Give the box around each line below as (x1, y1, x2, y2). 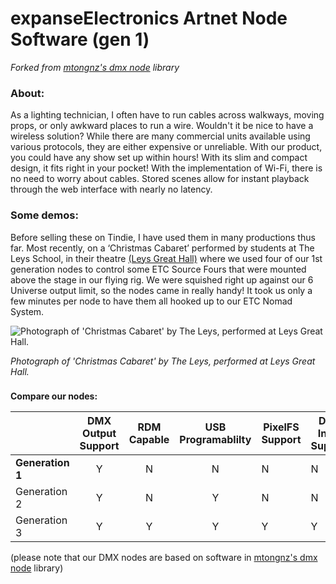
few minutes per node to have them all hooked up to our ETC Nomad (10, 295, 293, 307)
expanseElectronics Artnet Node (10, 7, 288, 30)
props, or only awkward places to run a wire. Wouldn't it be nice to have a (10, 120, 314, 132)
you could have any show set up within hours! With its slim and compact (10, 152, 308, 164)
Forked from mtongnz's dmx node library (10, 61, 180, 73)
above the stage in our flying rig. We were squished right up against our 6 (10, 273, 314, 286)
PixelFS (263, 420, 300, 434)
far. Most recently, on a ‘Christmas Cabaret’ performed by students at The (10, 242, 315, 254)
